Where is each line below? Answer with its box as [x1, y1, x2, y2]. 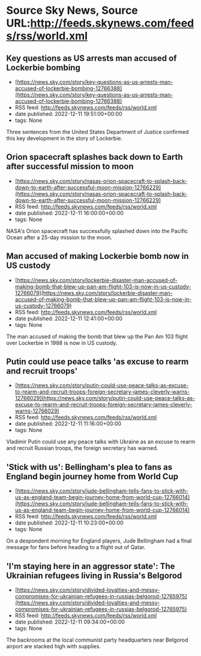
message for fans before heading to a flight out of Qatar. [6, 544, 146, 551]
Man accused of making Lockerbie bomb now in [6, 251, 189, 261]
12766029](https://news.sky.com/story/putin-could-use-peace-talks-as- [14, 395, 196, 402]
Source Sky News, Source [6, 4, 138, 17]
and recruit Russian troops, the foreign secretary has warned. [6, 445, 158, 452]
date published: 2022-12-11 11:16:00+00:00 [14, 420, 122, 427]
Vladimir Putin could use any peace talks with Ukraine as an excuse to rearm [6, 438, 196, 445]
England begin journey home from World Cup [6, 471, 179, 481]
